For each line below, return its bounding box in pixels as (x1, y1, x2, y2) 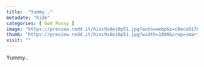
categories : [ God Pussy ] (6, 20, 75, 26)
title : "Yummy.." (6, 9, 53, 15)
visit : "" (6, 37, 32, 43)
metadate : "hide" (6, 15, 50, 21)
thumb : (6, 32, 23, 38)
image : (6, 26, 23, 32)
